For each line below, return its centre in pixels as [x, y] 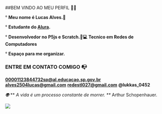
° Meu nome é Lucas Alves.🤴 [35, 17]
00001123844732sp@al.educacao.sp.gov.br [53, 80]
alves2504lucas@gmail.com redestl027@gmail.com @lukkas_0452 [78, 85]
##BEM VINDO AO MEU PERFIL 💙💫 [41, 8]
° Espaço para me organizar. [35, 54]
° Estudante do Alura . [28, 27]
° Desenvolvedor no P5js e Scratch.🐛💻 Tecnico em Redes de [69, 37]
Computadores [21, 44]
